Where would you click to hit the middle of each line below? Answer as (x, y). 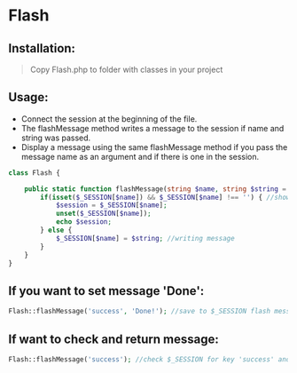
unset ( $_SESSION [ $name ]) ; (103, 214)
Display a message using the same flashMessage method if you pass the (154, 147)
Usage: (29, 97)
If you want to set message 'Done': (106, 291)
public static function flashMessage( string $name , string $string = (156, 189)
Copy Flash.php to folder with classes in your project (126, 69)
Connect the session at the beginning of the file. (109, 119)
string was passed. (56, 138)
